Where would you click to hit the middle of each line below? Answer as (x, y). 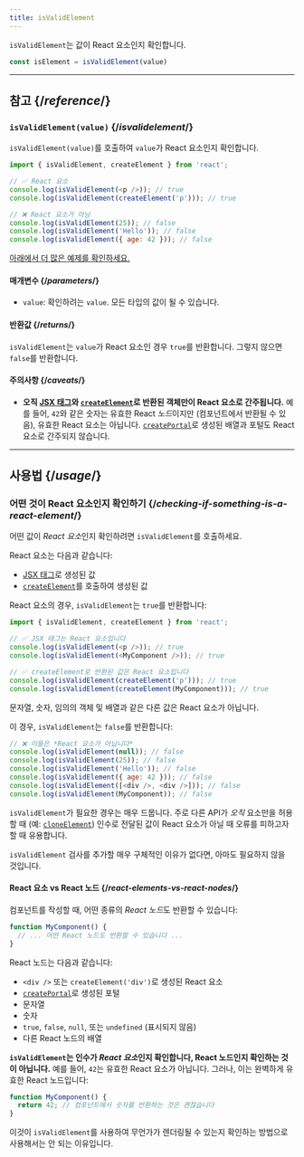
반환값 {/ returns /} (42, 324)
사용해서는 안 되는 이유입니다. (62, 1143)
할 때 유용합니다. (38, 835)
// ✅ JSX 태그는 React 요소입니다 (67, 639)
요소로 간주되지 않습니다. (66, 436)
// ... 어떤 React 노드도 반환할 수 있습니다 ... (100, 935)
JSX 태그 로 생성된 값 (59, 574)
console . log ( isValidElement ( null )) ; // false (96, 752)
